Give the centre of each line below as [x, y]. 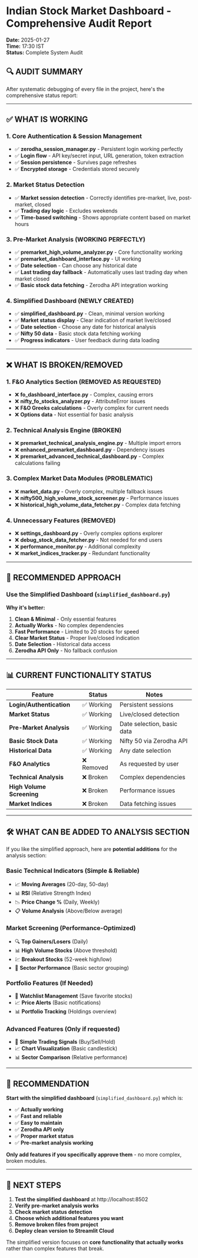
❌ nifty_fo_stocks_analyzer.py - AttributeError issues [80, 401]
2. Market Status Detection [45, 185]
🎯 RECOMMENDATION [48, 1084]
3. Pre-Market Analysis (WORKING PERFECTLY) [76, 239]
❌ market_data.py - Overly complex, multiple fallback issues [89, 491]
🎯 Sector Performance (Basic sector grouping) [72, 967]
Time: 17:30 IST [25, 46]
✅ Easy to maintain [38, 1123]
